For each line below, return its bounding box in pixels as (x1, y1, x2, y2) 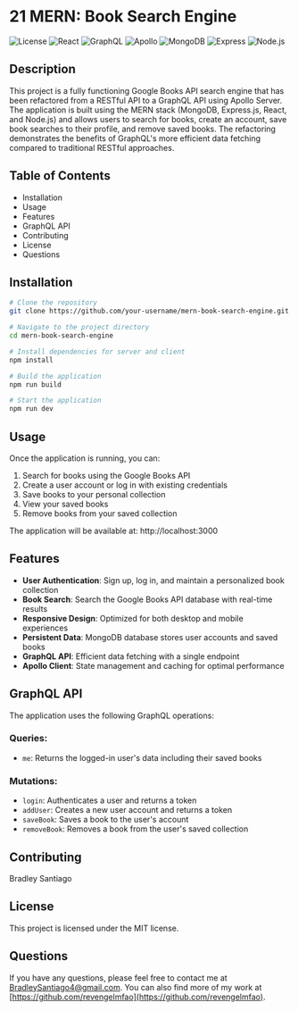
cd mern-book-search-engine (9, 331, 114, 340)
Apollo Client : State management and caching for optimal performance (21, 660, 285, 671)
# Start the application (9, 396, 102, 405)
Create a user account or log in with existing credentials (21, 480, 228, 490)
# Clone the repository (9, 298, 98, 307)
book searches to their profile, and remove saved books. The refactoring (9, 123, 277, 134)
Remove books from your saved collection (21, 507, 178, 519)
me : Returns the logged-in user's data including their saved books (21, 752, 262, 763)
